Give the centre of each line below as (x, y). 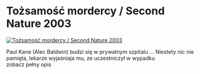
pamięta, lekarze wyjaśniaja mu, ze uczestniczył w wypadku (80, 58)
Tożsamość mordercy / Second (86, 11)
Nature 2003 (39, 24)
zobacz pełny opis (29, 64)
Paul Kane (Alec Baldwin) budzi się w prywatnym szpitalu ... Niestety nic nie (100, 51)
